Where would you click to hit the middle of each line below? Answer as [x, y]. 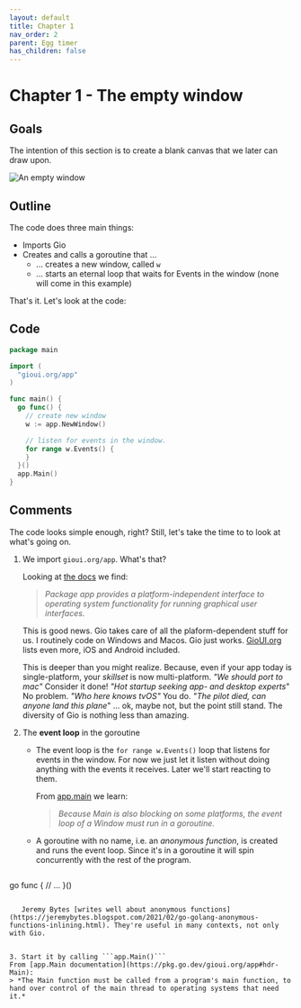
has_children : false [48, 51]
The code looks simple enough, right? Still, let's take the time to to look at [145, 531]
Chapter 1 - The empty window [126, 96]
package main [34, 350]
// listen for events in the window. [96, 440]
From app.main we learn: [82, 796]
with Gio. [28, 933]
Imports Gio [44, 245]
